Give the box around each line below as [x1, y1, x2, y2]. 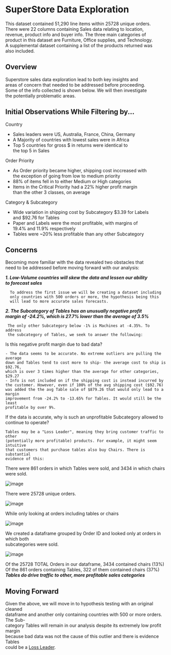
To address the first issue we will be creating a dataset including [10, 290, 161, 295]
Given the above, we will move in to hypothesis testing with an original [5, 601, 154, 607]
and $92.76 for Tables [12, 214, 60, 221]
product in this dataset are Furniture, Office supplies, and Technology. [5, 37, 153, 43]
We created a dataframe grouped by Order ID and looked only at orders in [5, 530, 161, 537]
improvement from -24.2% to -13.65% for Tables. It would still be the [5, 396, 161, 401]
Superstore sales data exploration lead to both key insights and [5, 76, 138, 83]
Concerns [5, 245, 37, 254]
